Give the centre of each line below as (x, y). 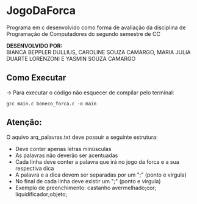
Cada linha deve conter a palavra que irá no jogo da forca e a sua (97, 161)
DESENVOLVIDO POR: (34, 46)
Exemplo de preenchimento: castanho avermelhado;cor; (86, 188)
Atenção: (24, 122)
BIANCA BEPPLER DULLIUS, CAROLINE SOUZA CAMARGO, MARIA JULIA (99, 52)
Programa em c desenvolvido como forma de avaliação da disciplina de (96, 27)
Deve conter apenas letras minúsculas (63, 149)
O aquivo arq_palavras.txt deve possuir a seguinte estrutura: (82, 137)
